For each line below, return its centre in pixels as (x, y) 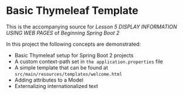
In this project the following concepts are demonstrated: (74, 44)
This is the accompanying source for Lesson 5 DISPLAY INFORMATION (91, 27)
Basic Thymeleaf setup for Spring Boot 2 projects (74, 55)
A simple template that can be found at (61, 67)
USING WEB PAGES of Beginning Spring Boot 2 (63, 32)
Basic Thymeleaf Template (72, 11)
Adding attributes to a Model (49, 80)
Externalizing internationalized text (56, 86)
